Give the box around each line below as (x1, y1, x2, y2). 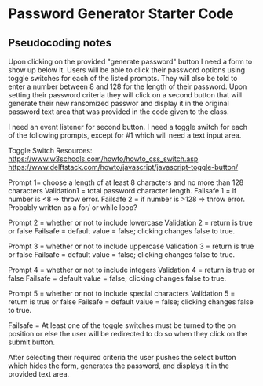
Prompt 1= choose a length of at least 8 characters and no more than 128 (8, 178, 244, 187)
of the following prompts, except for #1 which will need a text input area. (8, 131, 242, 140)
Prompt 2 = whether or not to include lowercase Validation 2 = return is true (8, 218, 253, 227)
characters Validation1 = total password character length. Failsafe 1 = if (8, 186, 237, 195)
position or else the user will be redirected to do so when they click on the (8, 329, 247, 338)
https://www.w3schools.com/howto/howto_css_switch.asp (8, 154, 199, 164)
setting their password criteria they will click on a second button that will (8, 90, 242, 99)
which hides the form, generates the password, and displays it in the (8, 361, 229, 370)
